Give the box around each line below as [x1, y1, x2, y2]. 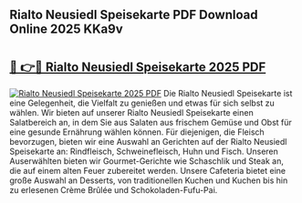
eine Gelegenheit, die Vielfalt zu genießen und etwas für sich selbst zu [9, 97, 276, 108]
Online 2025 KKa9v [9, 22, 123, 37]
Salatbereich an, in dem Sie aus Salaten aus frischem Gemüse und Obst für [9, 117, 292, 127]
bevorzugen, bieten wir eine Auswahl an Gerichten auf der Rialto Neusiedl [9, 137, 287, 147]
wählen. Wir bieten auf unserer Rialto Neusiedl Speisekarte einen [9, 107, 254, 117]
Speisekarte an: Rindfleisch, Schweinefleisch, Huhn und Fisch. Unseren [9, 146, 278, 157]
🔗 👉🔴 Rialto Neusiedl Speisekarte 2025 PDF [9, 59, 266, 75]
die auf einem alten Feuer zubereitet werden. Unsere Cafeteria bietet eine [9, 166, 286, 176]
